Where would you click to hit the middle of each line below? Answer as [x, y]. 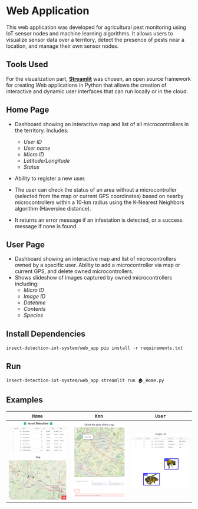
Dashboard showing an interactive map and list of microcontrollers [95, 259]
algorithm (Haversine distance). [53, 208]
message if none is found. [46, 226]
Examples [24, 400]
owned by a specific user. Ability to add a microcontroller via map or [98, 265]
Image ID [34, 297]
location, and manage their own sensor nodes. [62, 46]
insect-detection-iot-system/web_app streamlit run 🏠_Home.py [85, 380]
